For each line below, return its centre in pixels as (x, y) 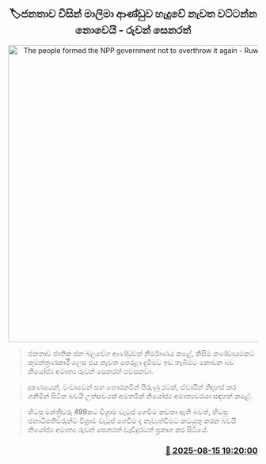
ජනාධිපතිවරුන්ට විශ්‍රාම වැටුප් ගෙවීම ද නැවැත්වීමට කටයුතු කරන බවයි (132, 420)
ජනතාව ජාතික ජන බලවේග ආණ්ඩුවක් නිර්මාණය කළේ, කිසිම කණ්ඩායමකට (141, 353)
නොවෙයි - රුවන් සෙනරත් (133, 30)
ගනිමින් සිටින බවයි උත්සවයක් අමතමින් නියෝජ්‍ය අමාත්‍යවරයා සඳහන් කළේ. (140, 396)
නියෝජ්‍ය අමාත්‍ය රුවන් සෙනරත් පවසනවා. (90, 371)
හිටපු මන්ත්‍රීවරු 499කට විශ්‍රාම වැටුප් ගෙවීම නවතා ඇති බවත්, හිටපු (127, 412)
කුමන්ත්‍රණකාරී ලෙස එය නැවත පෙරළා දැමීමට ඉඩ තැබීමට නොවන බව (131, 362)
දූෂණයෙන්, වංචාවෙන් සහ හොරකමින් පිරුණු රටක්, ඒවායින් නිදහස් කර (132, 386)
